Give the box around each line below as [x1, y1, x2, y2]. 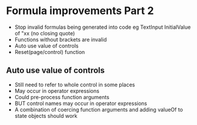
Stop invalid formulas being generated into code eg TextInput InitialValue [14, 23, 191, 31]
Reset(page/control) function [14, 48, 85, 55]
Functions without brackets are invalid [14, 36, 107, 43]
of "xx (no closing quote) [14, 29, 75, 36]
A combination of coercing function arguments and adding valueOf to [14, 106, 183, 113]
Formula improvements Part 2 [6, 4, 154, 18]
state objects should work [14, 112, 78, 119]
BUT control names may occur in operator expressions [14, 100, 148, 107]
